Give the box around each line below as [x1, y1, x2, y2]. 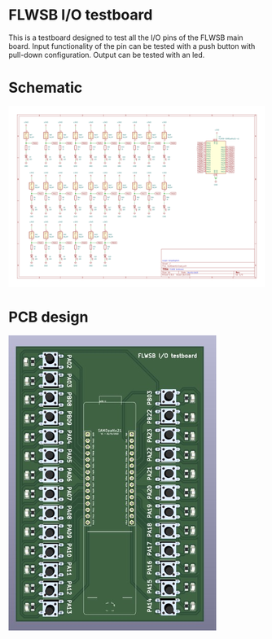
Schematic [8, 79, 83, 97]
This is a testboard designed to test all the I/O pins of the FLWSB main [8, 33, 243, 42]
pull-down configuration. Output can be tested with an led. [8, 50, 205, 59]
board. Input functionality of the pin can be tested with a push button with [8, 41, 256, 50]
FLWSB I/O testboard [8, 6, 153, 24]
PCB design [8, 308, 89, 326]
